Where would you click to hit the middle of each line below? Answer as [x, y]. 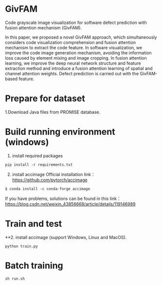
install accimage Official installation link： [54, 174]
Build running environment [60, 132]
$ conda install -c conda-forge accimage [48, 189]
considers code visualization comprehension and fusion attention [71, 42]
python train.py [21, 246]
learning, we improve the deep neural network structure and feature [73, 63]
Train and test [34, 224]
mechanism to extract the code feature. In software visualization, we [74, 47]
